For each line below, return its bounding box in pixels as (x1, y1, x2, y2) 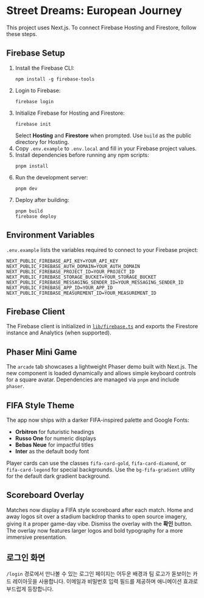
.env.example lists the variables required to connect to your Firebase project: (6, 246, 199, 253)
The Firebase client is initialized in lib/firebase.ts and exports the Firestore (6, 323, 199, 330)
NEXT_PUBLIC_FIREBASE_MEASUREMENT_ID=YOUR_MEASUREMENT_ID (6, 290, 157, 296)
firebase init (15, 121, 51, 127)
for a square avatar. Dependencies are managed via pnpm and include (6, 376, 180, 383)
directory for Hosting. (15, 138, 69, 145)
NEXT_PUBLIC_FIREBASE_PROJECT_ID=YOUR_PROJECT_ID (6, 268, 135, 275)
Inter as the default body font (15, 448, 90, 455)
